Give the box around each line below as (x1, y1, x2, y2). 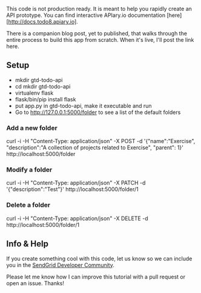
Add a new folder (6, 124, 58, 132)
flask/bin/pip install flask (15, 95, 76, 103)
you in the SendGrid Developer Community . (6, 261, 115, 269)
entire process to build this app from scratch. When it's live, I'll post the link (6, 36, 194, 43)
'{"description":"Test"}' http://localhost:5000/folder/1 (6, 186, 139, 193)
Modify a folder (6, 166, 53, 174)
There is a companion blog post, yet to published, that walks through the (6, 30, 188, 37)
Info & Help (6, 239, 48, 249)
